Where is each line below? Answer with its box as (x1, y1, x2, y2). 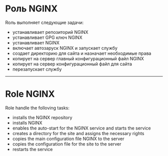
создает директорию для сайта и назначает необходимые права (12, 50, 151, 56)
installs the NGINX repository (12, 114, 72, 120)
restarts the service (12, 146, 53, 152)
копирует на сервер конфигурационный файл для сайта (12, 61, 132, 67)
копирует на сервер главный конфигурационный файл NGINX (12, 55, 144, 61)
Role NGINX (5, 88, 55, 100)
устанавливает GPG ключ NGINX (12, 34, 82, 40)
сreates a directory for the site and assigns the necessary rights (12, 130, 144, 136)
